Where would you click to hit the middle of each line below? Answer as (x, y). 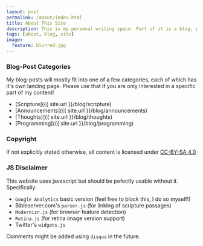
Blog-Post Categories (39, 66)
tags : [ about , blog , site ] (40, 34)
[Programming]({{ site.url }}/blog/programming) (74, 124)
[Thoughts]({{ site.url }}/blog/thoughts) (64, 117)
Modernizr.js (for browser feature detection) (71, 212)
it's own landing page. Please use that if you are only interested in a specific (101, 86)
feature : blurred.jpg (39, 46)
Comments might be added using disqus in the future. (73, 236)
